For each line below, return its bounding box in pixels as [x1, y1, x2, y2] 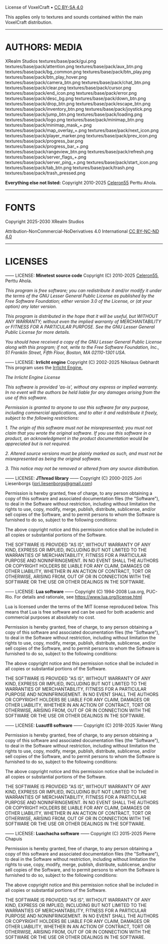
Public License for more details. [5, 329, 70, 335]
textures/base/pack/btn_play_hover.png [5, 74, 87, 80]
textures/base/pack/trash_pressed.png [5, 170, 86, 176]
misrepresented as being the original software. [5, 456, 101, 462]
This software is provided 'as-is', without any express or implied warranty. [5, 384, 158, 390]
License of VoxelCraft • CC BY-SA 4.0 [5, 5, 83, 10]
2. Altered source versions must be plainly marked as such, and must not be [5, 450, 163, 456]
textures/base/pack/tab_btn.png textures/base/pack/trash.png [5, 164, 134, 170]
